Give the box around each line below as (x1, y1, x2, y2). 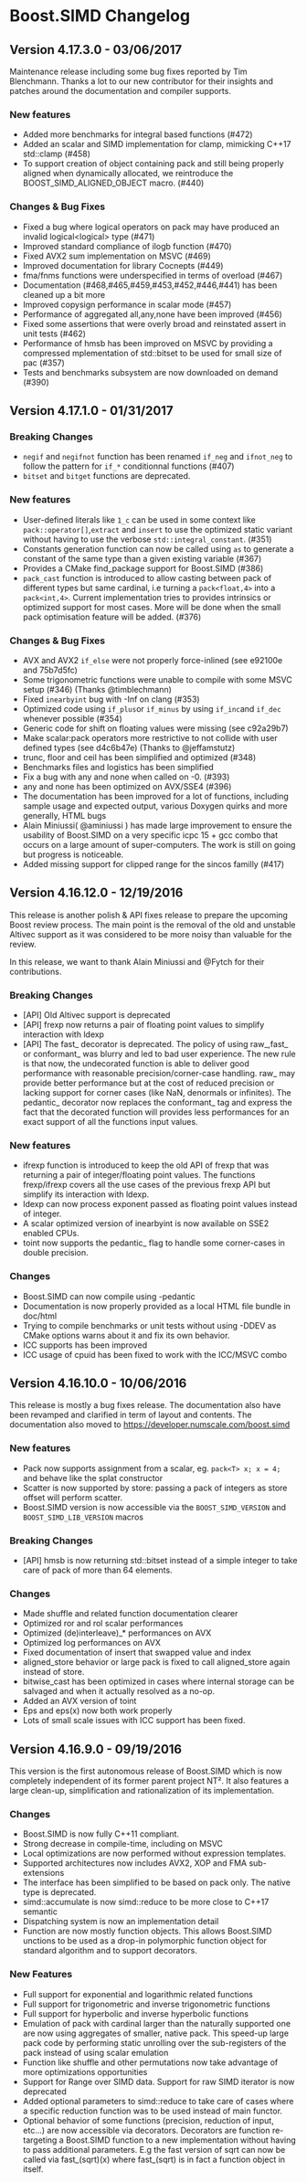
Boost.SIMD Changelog (9, 5, 190, 26)
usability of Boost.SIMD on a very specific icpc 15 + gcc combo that (22, 829, 279, 841)
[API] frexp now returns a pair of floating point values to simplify (22, 1019, 265, 1030)
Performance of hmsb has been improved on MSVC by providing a (22, 337, 273, 348)
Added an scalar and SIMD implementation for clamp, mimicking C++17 (22, 139, 291, 150)
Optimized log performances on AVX (22, 1637, 162, 1648)
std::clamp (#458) (22, 148, 91, 160)
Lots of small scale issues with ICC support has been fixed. (22, 1715, 246, 1726)
